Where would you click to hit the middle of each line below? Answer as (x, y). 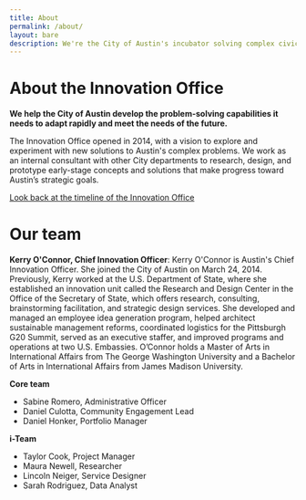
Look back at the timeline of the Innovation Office (102, 198)
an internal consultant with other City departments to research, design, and (150, 161)
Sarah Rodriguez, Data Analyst (80, 485)
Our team (46, 234)
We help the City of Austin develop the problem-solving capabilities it (144, 114)
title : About (34, 18)
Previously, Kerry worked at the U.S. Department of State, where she (138, 279)
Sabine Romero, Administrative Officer (94, 401)
